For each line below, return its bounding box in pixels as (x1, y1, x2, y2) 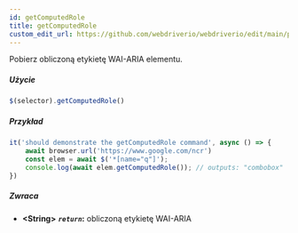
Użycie (9, 74, 35, 84)
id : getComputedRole (9, 12, 86, 22)
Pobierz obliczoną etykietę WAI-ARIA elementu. (9, 54, 184, 65)
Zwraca (9, 190, 39, 201)
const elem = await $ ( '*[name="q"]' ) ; (25, 155, 169, 164)
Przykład (9, 116, 43, 126)
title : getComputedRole (9, 21, 98, 30)
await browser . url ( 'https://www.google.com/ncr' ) (25, 147, 213, 156)
